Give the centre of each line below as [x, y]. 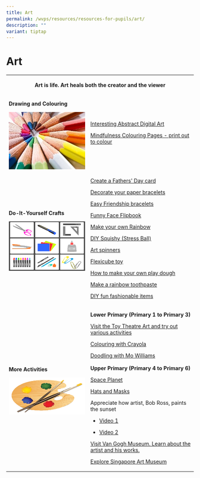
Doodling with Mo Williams [123, 356]
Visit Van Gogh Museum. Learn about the [140, 444]
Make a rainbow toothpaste [124, 284]
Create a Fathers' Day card [123, 180]
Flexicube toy [107, 261]
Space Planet [107, 380]
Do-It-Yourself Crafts [36, 213]
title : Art [20, 13]
